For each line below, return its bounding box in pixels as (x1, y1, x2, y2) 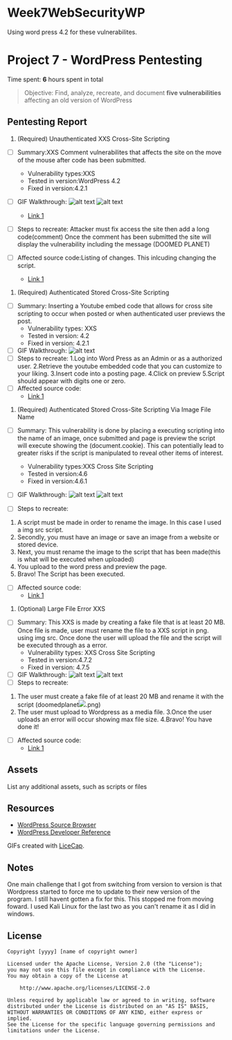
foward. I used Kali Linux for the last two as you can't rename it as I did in (7, 903, 216, 911)
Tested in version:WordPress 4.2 (27, 176, 121, 185)
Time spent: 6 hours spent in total (7, 75, 104, 83)
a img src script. (17, 526, 64, 534)
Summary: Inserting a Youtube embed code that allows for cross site (17, 301, 213, 310)
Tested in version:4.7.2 (27, 655, 92, 664)
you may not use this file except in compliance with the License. (7, 966, 206, 973)
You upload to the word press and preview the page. (17, 562, 168, 571)
